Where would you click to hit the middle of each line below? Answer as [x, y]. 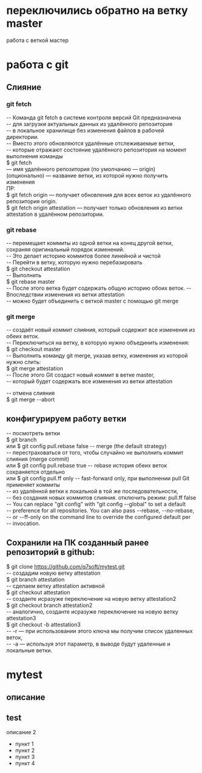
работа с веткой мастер [37, 40]
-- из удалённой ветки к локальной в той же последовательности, [92, 491]
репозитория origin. [32, 201]
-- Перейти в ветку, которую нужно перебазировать [74, 263]
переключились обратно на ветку [97, 11]
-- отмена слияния [31, 393]
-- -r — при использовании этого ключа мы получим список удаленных [99, 631]
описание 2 [21, 732]
